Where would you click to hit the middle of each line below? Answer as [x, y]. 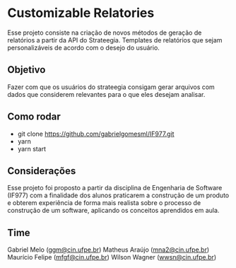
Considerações [42, 171]
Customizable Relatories [81, 13]
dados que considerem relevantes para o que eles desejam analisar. [106, 94]
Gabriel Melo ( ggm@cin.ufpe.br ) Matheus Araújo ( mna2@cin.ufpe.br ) [108, 250]
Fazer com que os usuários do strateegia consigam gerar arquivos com [111, 87]
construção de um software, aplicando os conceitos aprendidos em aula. [113, 211]
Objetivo [26, 70]
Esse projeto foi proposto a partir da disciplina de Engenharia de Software [115, 188]
